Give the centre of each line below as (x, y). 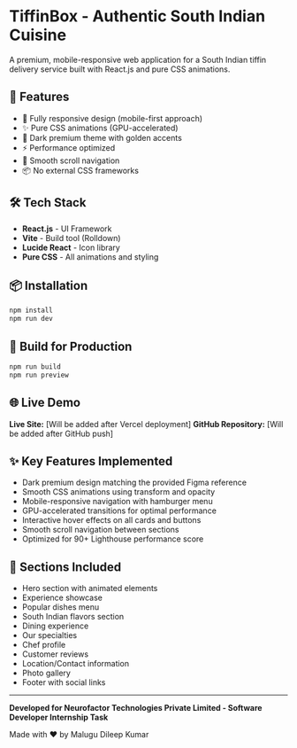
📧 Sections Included (65, 567)
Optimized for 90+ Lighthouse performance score (113, 539)
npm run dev (31, 319)
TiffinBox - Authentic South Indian (137, 16)
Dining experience (55, 626)
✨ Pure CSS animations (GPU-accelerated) (100, 128)
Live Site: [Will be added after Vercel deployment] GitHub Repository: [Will (146, 424)
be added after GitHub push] (61, 433)
